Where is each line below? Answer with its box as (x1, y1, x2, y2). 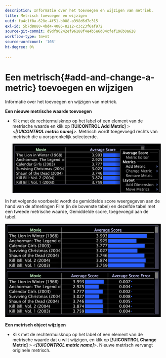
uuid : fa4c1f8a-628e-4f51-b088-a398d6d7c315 (5, 18, 98, 23)
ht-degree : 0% (5, 45, 35, 50)
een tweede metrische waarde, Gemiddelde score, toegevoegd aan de (5, 208, 149, 215)
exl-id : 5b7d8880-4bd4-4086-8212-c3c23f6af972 (5, 24, 103, 29)
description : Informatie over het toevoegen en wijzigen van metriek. (5, 8, 154, 13)
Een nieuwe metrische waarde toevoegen (5, 108, 92, 114)
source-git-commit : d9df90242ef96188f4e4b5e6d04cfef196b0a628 (5, 29, 136, 34)
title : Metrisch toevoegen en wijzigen (5, 13, 87, 18)
